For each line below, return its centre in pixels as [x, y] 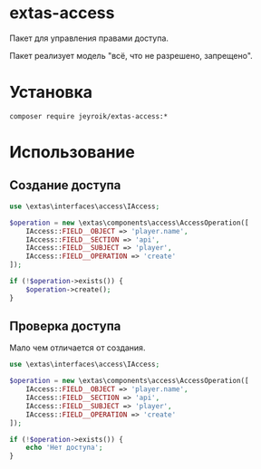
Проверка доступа [65, 326]
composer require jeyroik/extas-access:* [89, 116]
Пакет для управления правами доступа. [89, 38]
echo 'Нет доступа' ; [64, 448]
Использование [72, 153]
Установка [51, 92]
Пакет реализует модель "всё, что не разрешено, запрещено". [131, 55]
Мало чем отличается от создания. [77, 348]
